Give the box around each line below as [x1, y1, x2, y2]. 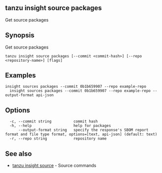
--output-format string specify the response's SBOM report [18, 127, 149, 133]
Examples [5, 71, 36, 80]
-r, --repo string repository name [9, 136, 107, 141]
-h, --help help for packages [9, 124, 111, 128]
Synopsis [5, 31, 34, 40]
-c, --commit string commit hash [9, 119, 98, 124]
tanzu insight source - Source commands [12, 163, 97, 169]
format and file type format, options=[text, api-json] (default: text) [5, 132, 158, 137]
